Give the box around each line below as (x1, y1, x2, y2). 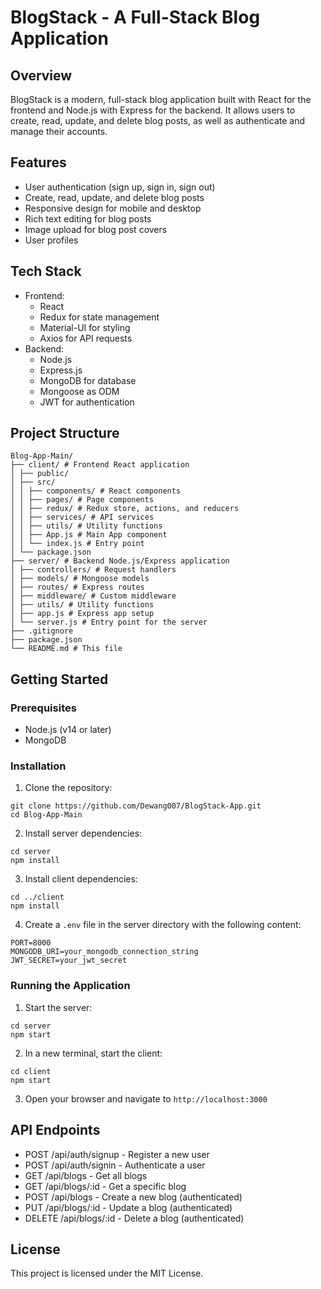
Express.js (39, 364, 83, 376)
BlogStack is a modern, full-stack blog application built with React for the (10, 94, 312, 105)
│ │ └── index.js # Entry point (10, 539, 145, 549)
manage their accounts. (10, 126, 108, 137)
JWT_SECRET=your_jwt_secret (10, 956, 128, 966)
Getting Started (10, 671, 109, 688)
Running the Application (10, 979, 131, 993)
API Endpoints (10, 1122, 101, 1139)
